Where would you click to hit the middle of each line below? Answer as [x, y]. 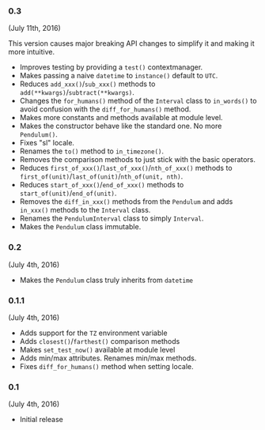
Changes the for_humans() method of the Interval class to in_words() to [138, 101]
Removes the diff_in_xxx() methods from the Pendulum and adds [126, 202]
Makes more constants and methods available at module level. [121, 118]
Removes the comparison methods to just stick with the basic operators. [137, 160]
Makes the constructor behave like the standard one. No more [121, 126]
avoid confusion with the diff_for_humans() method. [105, 109]
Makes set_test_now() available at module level [97, 349]
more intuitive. [32, 52]
